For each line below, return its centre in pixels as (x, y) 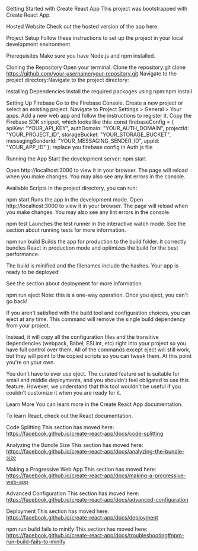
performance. (23, 254)
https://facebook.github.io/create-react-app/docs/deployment (82, 517)
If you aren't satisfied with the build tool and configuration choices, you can (98, 313)
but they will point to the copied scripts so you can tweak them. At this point (99, 356)
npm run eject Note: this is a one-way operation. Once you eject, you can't (97, 295)
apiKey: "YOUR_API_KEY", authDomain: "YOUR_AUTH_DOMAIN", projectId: (98, 128)
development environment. (39, 44)
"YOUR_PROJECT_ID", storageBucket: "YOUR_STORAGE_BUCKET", (89, 134)
